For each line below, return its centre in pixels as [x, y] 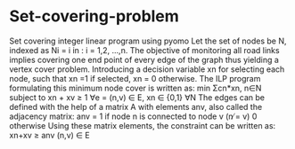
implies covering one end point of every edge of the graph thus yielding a [144, 59]
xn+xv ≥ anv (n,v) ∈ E [50, 135]
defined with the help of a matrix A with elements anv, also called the [136, 106]
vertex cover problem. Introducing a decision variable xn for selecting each [147, 69]
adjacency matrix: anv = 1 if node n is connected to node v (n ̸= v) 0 [133, 116]
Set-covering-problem [94, 16]
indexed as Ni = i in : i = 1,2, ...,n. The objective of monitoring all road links [144, 50]
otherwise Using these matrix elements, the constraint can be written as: [143, 125]
